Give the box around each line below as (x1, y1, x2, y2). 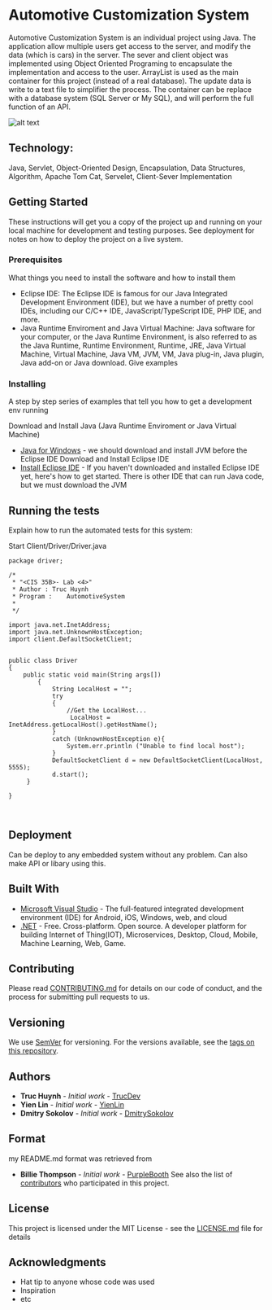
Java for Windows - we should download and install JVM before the (19, 445, 248, 455)
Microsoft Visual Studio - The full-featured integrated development (19, 904, 244, 913)
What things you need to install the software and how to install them (8, 273, 235, 283)
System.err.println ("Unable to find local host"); (66, 742, 245, 750)
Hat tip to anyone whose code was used (19, 1277, 155, 1287)
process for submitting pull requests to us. (8, 992, 150, 1002)
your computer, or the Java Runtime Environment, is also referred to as (19, 331, 257, 341)
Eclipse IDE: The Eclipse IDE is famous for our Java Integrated (19, 288, 228, 298)
